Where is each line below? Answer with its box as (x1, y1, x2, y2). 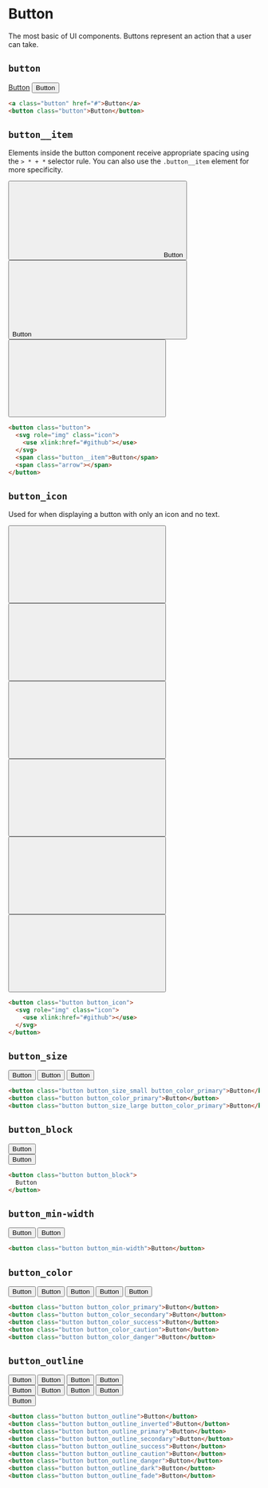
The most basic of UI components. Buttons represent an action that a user (8, 31, 252, 41)
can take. (8, 39, 39, 49)
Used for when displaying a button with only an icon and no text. (8, 510, 220, 519)
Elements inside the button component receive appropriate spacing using (8, 148, 250, 158)
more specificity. (8, 165, 64, 175)
